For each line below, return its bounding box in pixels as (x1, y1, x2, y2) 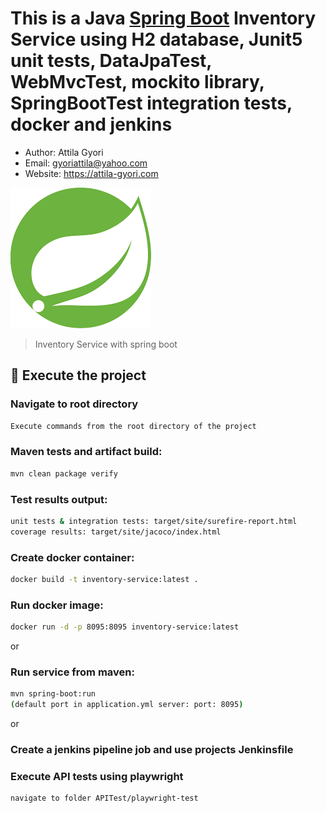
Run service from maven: (10, 665, 135, 679)
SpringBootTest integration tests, (10, 92, 293, 115)
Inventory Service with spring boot (34, 338, 178, 350)
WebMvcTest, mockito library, (10, 71, 265, 94)
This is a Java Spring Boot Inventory (10, 7, 317, 30)
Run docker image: (10, 598, 104, 612)
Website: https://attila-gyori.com (24, 167, 159, 179)
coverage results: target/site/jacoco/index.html (10, 527, 222, 537)
